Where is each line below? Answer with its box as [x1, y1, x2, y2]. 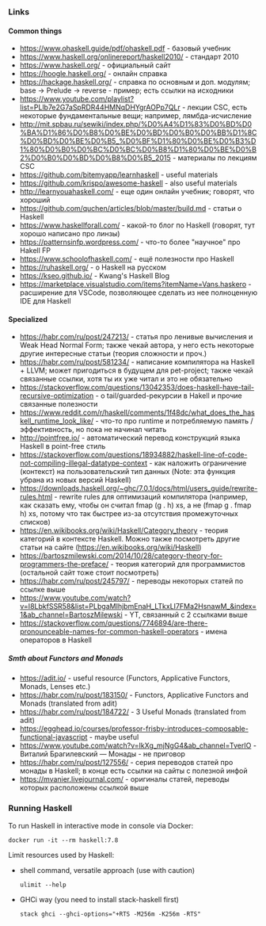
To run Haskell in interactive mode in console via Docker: [8, 821, 194, 830]
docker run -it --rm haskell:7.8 [8, 836, 119, 844]
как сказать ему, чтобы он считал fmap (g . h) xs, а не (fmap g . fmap [19, 500, 252, 510]
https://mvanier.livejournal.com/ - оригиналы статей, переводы [19, 775, 230, 784]
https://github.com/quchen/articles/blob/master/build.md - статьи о [19, 204, 242, 213]
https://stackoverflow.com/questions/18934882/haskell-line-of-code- [19, 450, 248, 460]
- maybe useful [89, 733, 139, 742]
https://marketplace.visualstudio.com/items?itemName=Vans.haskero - [19, 280, 252, 289]
